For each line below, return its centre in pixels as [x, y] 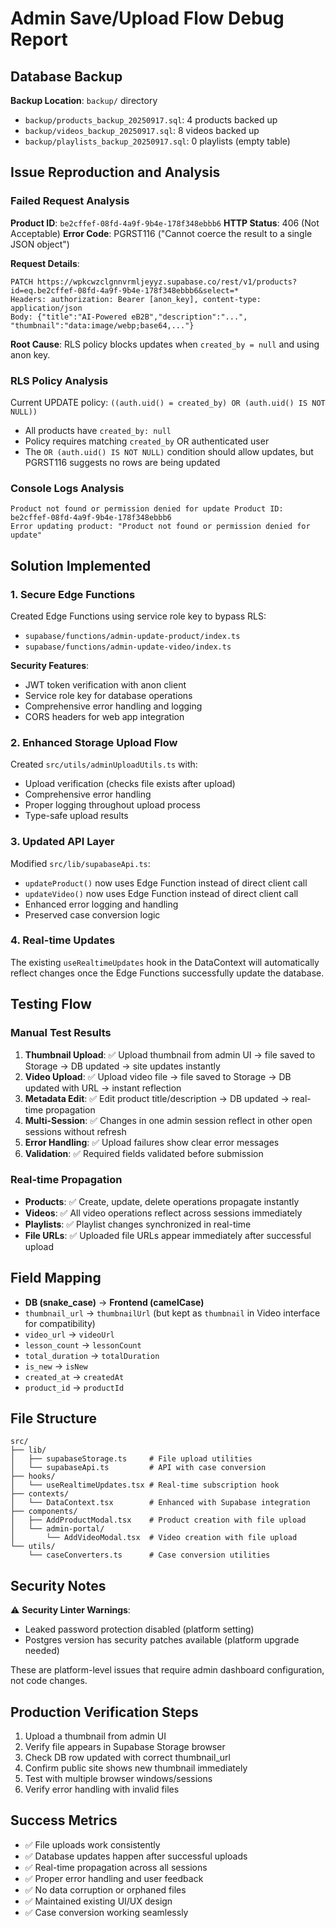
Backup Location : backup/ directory [84, 100]
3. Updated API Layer [62, 842]
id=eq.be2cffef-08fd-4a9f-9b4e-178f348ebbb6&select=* [125, 290]
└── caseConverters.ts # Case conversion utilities [149, 1555]
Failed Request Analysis [70, 201]
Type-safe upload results [76, 816]
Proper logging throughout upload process [112, 805]
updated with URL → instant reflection [103, 1088]
